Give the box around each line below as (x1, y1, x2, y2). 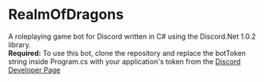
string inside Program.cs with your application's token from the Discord (8, 57, 241, 66)
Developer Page (8, 65, 61, 74)
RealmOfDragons (8, 6, 124, 24)
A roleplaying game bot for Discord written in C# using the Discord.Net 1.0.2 (8, 32, 256, 41)
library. (8, 39, 32, 49)
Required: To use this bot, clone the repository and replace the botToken (8, 48, 247, 58)
